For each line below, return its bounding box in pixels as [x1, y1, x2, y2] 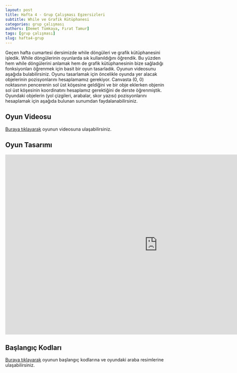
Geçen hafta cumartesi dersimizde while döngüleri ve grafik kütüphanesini [5, 49, 161, 56]
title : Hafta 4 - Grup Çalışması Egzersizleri [5, 12, 105, 17]
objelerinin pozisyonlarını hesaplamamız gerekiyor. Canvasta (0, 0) [5, 76, 144, 82]
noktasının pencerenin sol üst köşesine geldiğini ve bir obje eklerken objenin [5, 81, 165, 88]
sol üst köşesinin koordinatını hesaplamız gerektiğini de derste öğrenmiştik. [5, 87, 162, 93]
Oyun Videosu [5, 112, 52, 121]
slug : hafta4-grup [5, 36, 44, 41]
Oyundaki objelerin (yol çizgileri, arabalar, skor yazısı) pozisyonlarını [5, 92, 147, 99]
